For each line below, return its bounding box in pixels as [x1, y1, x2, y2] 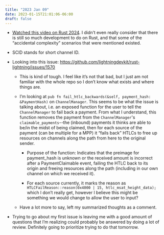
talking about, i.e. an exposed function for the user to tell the [19, 104, 141, 110]
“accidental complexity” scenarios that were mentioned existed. [12, 40, 141, 46]
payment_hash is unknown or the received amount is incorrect [26, 155, 153, 161]
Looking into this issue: [12, 59, 59, 65]
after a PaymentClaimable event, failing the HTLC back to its [26, 160, 148, 166]
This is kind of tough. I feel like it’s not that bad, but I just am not [19, 74, 148, 80]
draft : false [5, 16, 32, 21]
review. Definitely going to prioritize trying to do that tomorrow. [12, 224, 139, 230]
